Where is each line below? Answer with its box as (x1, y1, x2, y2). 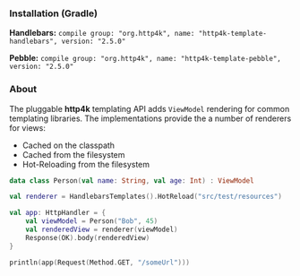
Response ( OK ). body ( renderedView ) (25, 233, 150, 242)
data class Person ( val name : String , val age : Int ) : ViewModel (9, 176, 254, 185)
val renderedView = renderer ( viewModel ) (25, 225, 178, 235)
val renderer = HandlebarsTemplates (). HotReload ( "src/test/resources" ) (9, 192, 282, 202)
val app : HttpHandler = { (9, 209, 106, 218)
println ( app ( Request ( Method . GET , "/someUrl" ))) (9, 258, 191, 267)
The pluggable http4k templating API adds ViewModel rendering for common (9, 103, 290, 114)
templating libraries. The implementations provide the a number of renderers (9, 113, 292, 124)
